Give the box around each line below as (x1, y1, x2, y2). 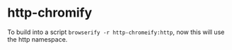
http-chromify (7, 5, 93, 21)
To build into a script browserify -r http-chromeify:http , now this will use (7, 28, 225, 36)
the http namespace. (7, 35, 68, 43)
